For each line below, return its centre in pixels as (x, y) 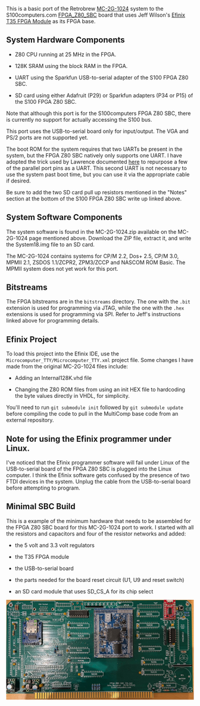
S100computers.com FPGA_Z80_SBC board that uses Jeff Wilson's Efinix (96, 15)
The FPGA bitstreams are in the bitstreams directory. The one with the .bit (98, 302)
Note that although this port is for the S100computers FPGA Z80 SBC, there (99, 113)
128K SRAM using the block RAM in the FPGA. (71, 66)
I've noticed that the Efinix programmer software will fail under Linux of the (98, 463)
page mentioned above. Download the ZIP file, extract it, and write (110, 238)
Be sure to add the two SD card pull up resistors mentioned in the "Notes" (97, 192)
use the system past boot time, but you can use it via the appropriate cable (98, 174)
